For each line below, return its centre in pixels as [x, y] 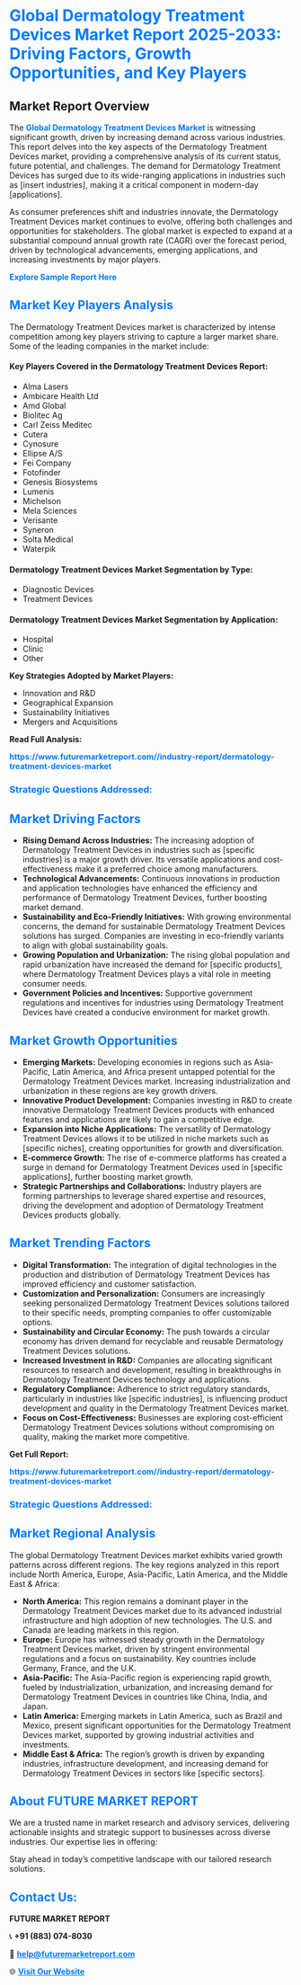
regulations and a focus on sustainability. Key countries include [139, 1658]
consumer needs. [55, 984]
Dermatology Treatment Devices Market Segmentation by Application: [144, 619]
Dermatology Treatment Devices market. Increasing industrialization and [156, 1081]
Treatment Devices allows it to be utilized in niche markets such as [146, 1139]
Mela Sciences [50, 511]
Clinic [33, 649]
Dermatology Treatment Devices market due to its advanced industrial [152, 1610]
